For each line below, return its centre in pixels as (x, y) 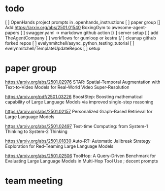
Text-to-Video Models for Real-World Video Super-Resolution (67, 87)
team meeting (34, 181)
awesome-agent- (129, 27)
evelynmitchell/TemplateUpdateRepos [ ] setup (53, 48)
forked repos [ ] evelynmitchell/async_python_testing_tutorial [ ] (70, 43)
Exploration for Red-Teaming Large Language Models (59, 146)
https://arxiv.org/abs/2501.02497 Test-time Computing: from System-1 (77, 126)
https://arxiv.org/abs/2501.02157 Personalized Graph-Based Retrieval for (79, 111)
